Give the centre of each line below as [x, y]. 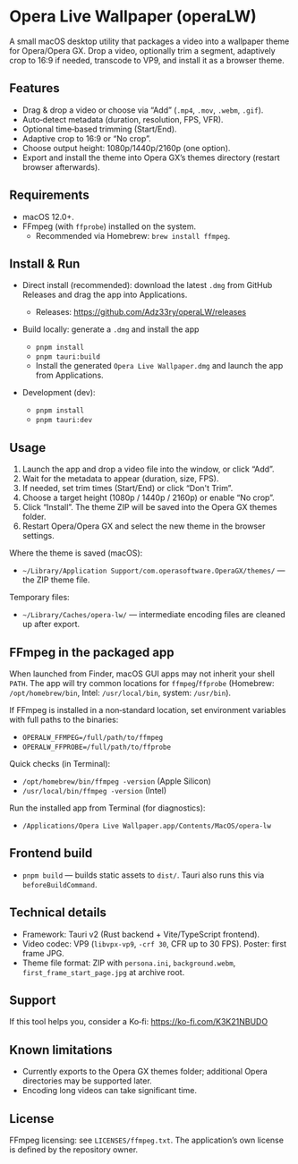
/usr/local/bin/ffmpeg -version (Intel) [94, 790]
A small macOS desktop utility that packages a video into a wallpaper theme [149, 41]
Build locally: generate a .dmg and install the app [111, 329]
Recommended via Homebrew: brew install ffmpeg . [133, 235]
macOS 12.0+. [48, 217]
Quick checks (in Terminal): [60, 764]
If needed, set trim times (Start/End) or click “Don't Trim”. [128, 489]
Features [34, 88]
